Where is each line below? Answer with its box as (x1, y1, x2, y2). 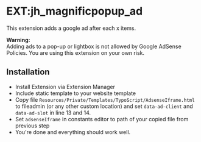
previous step (15, 122, 50, 129)
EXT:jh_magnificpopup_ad (6, 4, 143, 18)
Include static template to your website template (15, 90, 136, 97)
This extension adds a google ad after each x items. (6, 24, 136, 32)
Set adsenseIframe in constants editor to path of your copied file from (15, 115, 189, 122)
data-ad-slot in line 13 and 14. (15, 108, 91, 116)
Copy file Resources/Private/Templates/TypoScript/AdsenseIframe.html (15, 96, 195, 103)
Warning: (6, 36, 30, 43)
